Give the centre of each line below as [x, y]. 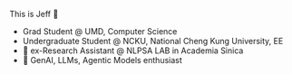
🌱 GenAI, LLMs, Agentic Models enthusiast [102, 60]
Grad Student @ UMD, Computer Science [100, 31]
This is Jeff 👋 [34, 14]
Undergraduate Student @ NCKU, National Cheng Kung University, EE [153, 41]
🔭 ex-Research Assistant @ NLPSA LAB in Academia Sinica [133, 51]
